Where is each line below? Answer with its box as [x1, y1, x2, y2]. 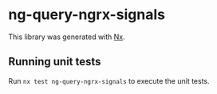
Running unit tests [8, 55, 101, 69]
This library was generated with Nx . [8, 32, 125, 41]
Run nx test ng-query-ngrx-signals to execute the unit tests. [8, 76, 210, 85]
